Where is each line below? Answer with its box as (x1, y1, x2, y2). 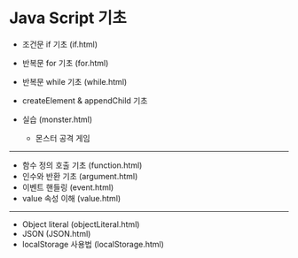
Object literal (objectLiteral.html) (21, 218, 140, 230)
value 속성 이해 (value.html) (21, 193, 122, 203)
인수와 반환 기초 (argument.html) (21, 171, 138, 181)
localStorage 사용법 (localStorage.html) (21, 239, 164, 249)
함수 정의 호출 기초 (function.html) (21, 160, 143, 171)
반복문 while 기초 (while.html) (21, 76, 128, 87)
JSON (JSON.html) (21, 228, 91, 239)
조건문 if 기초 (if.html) (21, 39, 98, 49)
